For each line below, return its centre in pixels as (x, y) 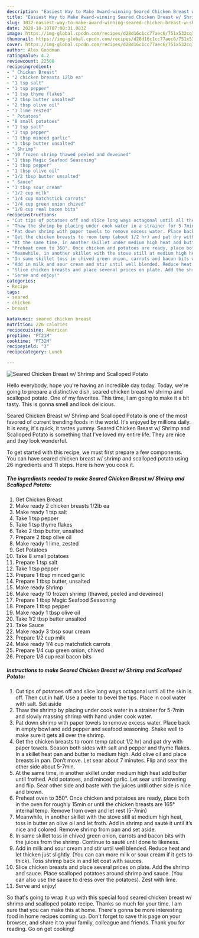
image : (15, 34)
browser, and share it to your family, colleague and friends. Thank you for (96, 922)
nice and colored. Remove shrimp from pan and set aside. (86, 829)
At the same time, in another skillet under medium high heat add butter (101, 773)
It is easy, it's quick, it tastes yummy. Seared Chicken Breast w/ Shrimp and (98, 428)
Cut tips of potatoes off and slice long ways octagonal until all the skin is (103, 691)
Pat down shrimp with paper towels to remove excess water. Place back (103, 722)
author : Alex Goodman (33, 50)
